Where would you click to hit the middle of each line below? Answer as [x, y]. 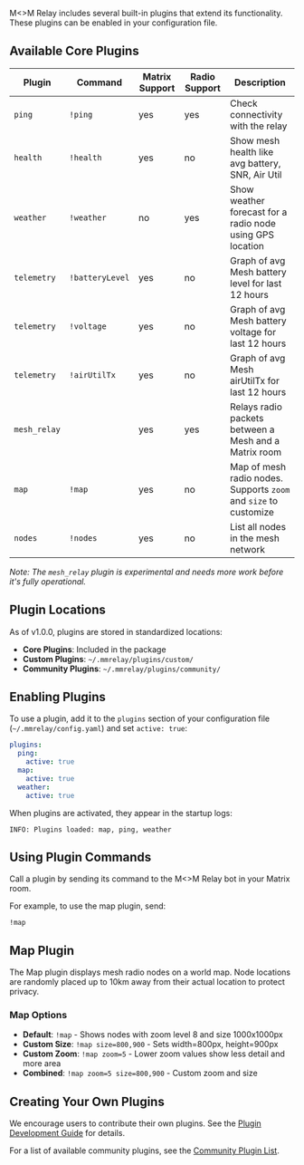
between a [252, 429]
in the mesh [255, 538]
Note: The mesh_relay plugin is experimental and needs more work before [147, 572]
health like [252, 151]
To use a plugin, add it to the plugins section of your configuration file [139, 718]
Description [260, 82]
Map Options [38, 1016]
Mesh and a [255, 440]
